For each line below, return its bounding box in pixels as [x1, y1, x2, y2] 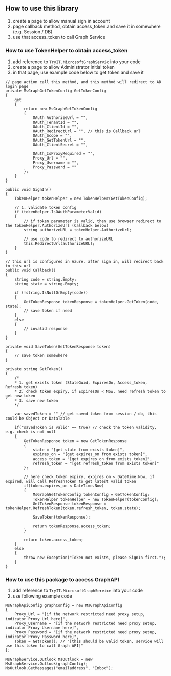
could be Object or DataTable [5, 416, 70, 421]
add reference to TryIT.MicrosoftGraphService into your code [12, 587, 143, 594]
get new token [5, 393, 36, 399]
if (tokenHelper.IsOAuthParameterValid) [14, 210, 102, 215]
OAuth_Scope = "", [32, 133, 72, 138]
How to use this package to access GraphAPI [5, 576, 119, 583]
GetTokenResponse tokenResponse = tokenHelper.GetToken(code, [24, 300, 159, 305]
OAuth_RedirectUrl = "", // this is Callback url [32, 129, 141, 134]
